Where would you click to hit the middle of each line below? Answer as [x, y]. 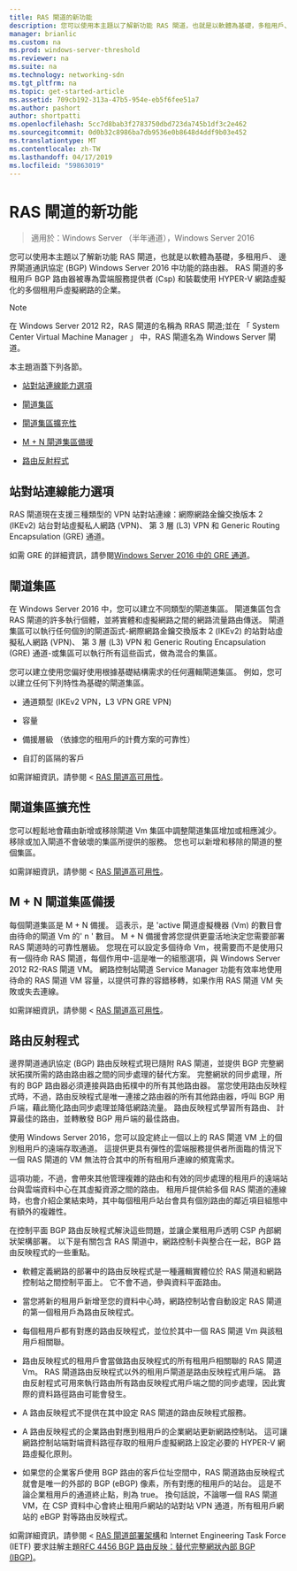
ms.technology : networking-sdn [67, 75]
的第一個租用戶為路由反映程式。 [80, 1312]
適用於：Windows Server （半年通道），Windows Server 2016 [142, 238]
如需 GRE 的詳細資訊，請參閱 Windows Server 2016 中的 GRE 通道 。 [132, 556]
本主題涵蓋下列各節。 [48, 367]
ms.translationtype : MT [53, 141]
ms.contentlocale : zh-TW [55, 149]
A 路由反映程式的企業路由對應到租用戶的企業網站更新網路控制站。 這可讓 [155, 1432]
